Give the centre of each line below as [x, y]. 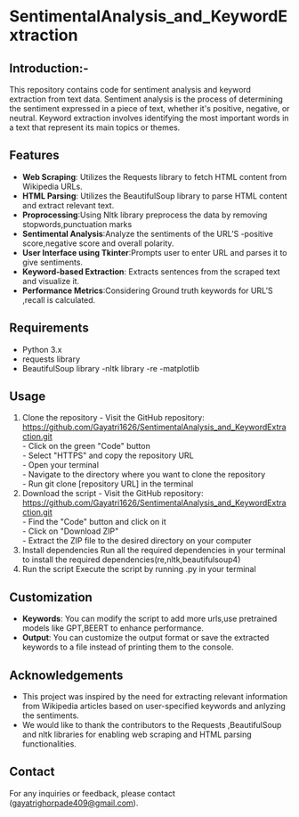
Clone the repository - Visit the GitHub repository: [113, 418]
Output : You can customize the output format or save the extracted [145, 638]
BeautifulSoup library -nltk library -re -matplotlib [111, 368]
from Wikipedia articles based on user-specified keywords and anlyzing [154, 707]
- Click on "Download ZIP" [70, 531]
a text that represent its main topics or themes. [95, 127]
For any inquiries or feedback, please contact [93, 793]
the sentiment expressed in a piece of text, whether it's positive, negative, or [149, 108]
